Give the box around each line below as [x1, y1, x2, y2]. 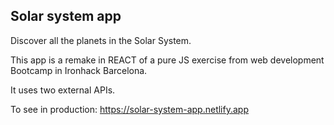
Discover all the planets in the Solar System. [10, 34, 192, 46]
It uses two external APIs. [10, 84, 116, 96]
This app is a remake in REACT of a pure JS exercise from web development [10, 54, 325, 66]
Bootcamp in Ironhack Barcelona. [10, 64, 148, 76]
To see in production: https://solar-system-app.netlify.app [10, 103, 249, 115]
